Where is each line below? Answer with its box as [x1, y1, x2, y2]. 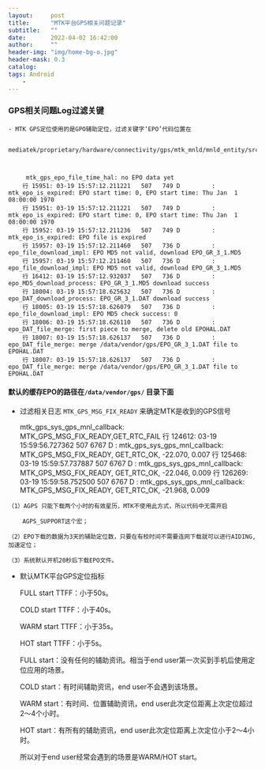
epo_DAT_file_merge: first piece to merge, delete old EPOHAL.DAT [8, 325, 231, 333]
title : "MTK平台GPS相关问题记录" [8, 19, 126, 27]
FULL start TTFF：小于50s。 [19, 588, 113, 597]
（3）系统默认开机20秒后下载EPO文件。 [8, 556, 118, 564]
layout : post [8, 11, 65, 20]
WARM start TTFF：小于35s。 [19, 622, 118, 631]
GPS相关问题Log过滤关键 [8, 105, 105, 116]
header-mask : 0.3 [8, 56, 65, 64]
